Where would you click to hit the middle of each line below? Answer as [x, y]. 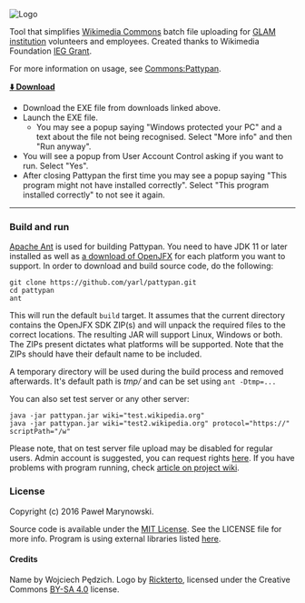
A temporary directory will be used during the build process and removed [147, 372]
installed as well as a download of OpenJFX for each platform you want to [148, 256]
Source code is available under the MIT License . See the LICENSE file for [146, 528]
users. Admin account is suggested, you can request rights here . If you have [152, 458]
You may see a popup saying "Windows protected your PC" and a [159, 127]
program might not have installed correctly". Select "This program [146, 185]
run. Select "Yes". [55, 166]
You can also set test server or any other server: [99, 399]
